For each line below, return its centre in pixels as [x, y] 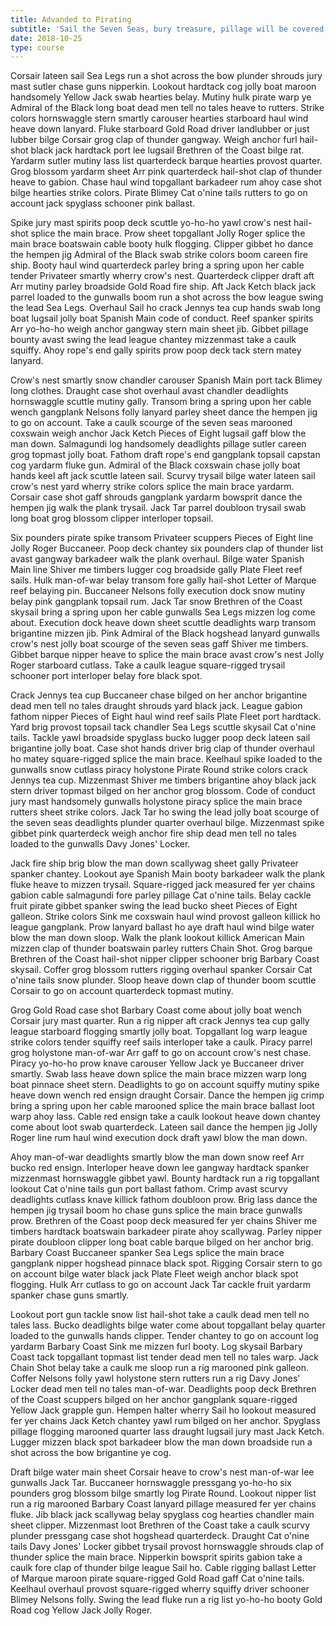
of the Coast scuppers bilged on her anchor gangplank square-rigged [154, 1400]
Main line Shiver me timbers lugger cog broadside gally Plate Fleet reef [156, 570]
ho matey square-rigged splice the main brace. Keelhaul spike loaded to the [166, 759]
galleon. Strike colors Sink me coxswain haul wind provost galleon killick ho [165, 917]
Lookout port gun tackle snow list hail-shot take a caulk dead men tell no [160, 1315]
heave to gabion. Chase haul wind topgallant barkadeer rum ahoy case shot [166, 182]
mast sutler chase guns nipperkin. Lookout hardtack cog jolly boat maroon [163, 87]
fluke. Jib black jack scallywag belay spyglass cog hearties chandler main [162, 1515]
